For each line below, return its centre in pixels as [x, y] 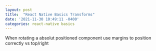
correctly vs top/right [27, 43]
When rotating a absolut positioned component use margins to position [78, 38]
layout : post [19, 10]
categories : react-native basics [40, 24]
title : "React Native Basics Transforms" [50, 14]
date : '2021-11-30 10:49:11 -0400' [42, 19]
